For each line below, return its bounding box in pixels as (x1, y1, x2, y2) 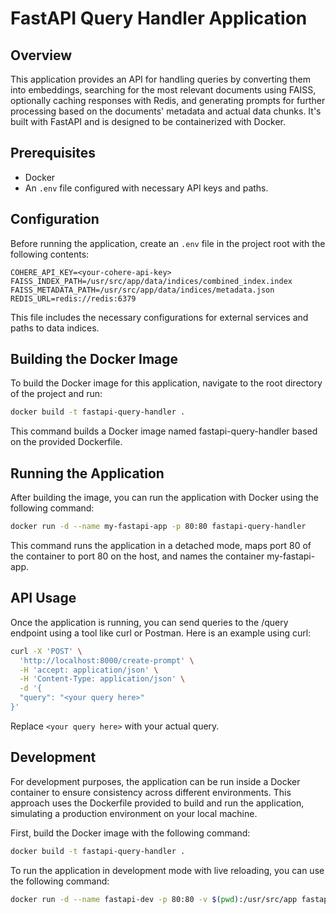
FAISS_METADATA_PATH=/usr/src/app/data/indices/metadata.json (10, 285, 275, 295)
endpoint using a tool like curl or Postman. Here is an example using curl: (10, 627, 312, 639)
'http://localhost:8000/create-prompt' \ (19, 655, 195, 666)
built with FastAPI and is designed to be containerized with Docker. (10, 116, 286, 127)
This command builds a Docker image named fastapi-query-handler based (10, 425, 318, 437)
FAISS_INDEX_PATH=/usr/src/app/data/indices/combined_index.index (10, 276, 293, 286)
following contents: (10, 248, 90, 260)
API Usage (10, 590, 77, 607)
